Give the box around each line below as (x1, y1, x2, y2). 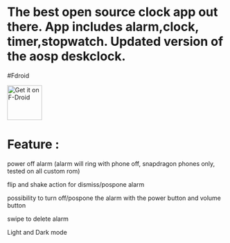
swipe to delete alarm (7, 215, 69, 223)
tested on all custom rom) (7, 167, 80, 175)
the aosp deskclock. (7, 49, 126, 65)
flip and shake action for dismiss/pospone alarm (7, 180, 145, 188)
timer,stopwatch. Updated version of (7, 34, 224, 49)
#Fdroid (7, 71, 30, 80)
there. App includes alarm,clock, (7, 19, 199, 35)
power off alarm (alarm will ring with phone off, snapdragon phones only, (7, 159, 215, 167)
